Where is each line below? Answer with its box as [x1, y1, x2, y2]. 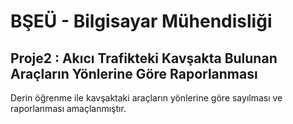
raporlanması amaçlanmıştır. [10, 103, 127, 114]
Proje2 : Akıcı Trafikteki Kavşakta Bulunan [10, 50, 278, 67]
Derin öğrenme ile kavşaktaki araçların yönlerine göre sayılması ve [10, 92, 283, 104]
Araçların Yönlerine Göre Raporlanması [10, 65, 258, 82]
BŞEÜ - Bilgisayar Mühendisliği [10, 10, 273, 33]
